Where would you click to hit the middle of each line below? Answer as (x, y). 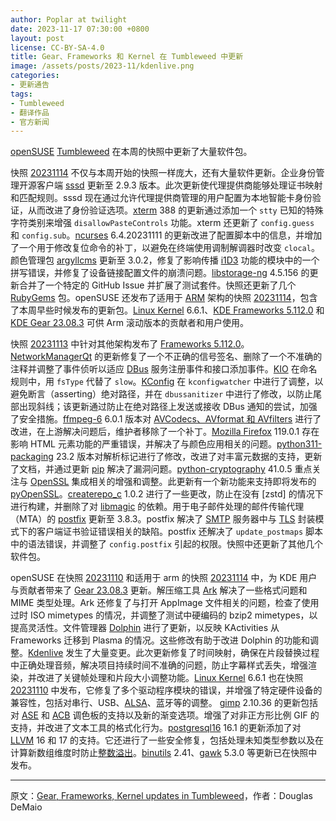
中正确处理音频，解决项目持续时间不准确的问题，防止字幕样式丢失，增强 (159, 665)
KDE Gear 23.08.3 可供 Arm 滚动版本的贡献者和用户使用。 (129, 323)
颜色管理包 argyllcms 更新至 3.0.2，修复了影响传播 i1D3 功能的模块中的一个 (165, 260)
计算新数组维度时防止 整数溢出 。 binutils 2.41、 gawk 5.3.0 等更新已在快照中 (164, 753)
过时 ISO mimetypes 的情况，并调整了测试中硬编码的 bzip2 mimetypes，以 (164, 615)
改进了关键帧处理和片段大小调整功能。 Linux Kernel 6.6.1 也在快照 (170, 678)
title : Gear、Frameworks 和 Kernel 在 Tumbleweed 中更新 (127, 57)
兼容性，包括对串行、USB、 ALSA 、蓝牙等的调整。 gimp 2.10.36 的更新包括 (164, 703)
